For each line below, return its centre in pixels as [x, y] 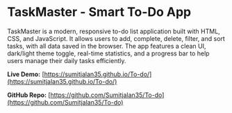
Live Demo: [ [26, 74]
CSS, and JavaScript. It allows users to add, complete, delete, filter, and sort [116, 38]
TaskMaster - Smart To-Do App [99, 12]
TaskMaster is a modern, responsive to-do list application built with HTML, [114, 31]
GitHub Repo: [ [29, 95]
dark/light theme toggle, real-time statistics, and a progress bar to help [108, 53]
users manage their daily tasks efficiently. [67, 60]
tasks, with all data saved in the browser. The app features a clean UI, [107, 46]
